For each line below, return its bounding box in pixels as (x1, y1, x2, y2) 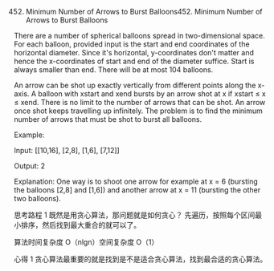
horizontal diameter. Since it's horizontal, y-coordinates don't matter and (14, 48, 255, 57)
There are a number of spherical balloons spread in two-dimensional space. (14, 31, 265, 40)
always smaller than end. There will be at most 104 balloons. (14, 65, 214, 75)
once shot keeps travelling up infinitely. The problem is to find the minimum (14, 106, 263, 115)
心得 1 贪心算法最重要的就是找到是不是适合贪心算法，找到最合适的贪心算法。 (14, 254, 268, 264)
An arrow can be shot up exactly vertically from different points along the (14, 80, 256, 90)
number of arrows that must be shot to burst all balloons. (14, 115, 202, 123)
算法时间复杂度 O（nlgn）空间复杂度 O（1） (14, 237, 159, 247)
